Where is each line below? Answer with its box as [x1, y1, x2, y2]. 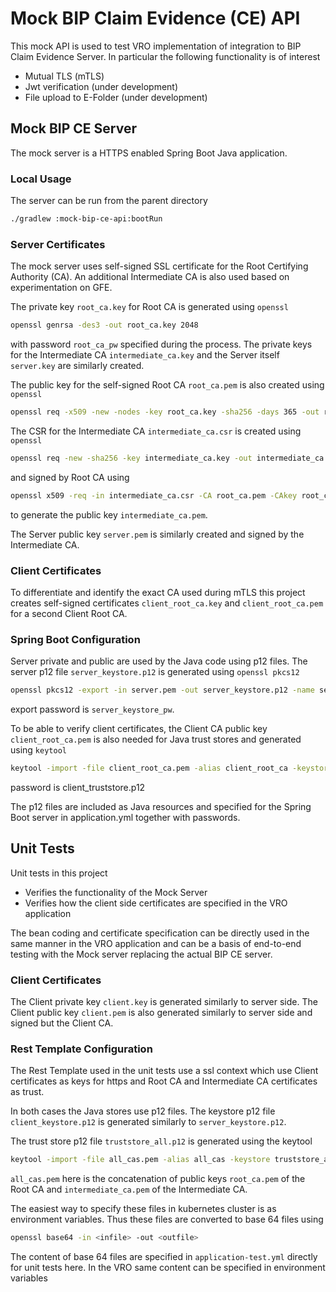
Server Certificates [10, 237, 106, 251]
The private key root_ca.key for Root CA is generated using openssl [10, 301, 289, 313]
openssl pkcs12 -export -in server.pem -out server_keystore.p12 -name [10, 685, 315, 696]
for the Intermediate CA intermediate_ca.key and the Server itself [10, 349, 280, 361]
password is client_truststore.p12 [10, 782, 146, 794]
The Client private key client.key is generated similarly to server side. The [10, 996, 318, 1008]
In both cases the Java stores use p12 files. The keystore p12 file [10, 1105, 276, 1117]
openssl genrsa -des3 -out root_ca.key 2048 [10, 320, 199, 331]
